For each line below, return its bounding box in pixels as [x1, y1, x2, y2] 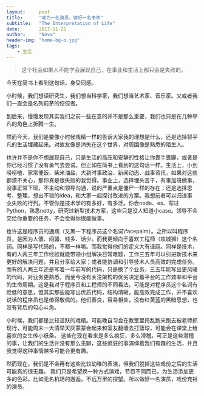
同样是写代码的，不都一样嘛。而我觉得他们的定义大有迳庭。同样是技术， [16, 242, 198, 250]
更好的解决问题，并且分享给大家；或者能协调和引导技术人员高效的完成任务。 [6, 258, 198, 265]
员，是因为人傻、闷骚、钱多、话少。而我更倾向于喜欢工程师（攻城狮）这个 [6, 235, 192, 242]
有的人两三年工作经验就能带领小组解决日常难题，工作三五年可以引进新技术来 [6, 250, 198, 258]
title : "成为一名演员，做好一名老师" [6, 15, 103, 21]
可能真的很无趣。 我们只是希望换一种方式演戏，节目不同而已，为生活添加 [6, 367, 189, 375]
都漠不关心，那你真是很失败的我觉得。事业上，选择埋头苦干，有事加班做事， [6, 176, 198, 183]
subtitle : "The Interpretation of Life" [6, 20, 115, 26]
